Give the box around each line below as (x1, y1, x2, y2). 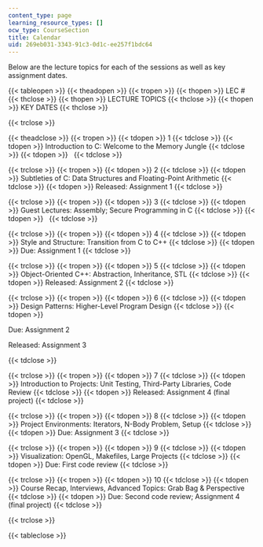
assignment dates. (8, 71, 68, 80)
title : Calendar (8, 33, 61, 42)
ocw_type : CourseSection (8, 26, 89, 34)
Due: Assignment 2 (8, 325, 70, 334)
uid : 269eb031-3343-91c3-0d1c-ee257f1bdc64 (8, 41, 153, 49)
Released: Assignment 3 (8, 340, 87, 350)
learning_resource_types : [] (8, 19, 104, 27)
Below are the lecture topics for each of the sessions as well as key (8, 62, 226, 72)
